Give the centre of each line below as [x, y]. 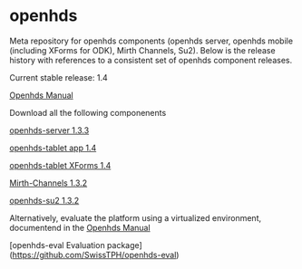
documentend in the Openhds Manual [80, 227]
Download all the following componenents [88, 112]
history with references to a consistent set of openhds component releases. [151, 60]
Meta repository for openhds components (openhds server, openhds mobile [151, 41]
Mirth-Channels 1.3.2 [49, 183]
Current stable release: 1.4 [58, 77]
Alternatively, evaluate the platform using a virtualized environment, [135, 217]
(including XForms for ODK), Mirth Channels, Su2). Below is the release [142, 50]
